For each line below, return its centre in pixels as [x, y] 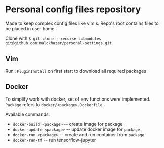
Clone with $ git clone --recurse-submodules [53, 38]
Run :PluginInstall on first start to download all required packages [76, 71]
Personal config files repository [73, 9]
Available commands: [28, 114]
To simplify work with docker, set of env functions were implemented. [78, 99]
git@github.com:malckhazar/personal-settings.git [59, 43]
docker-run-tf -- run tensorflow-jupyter [54, 140]
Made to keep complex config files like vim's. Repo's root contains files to [82, 23]
